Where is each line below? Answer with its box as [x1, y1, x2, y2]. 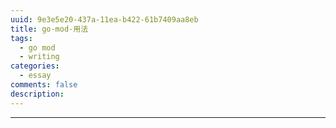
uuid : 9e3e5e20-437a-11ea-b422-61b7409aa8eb [10, 14, 199, 25]
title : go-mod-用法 [10, 24, 89, 34]
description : [10, 89, 65, 99]
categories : [10, 61, 60, 71]
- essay [19, 71, 52, 81]
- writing [19, 52, 60, 62]
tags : [10, 33, 33, 43]
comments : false [10, 80, 78, 90]
